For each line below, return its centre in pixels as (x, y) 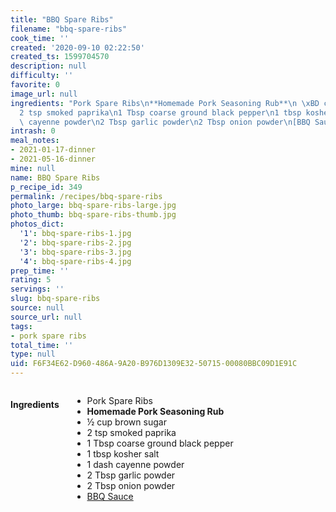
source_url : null (46, 317)
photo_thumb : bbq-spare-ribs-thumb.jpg (93, 215)
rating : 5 (31, 280)
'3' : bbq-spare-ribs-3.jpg (75, 252)
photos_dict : (37, 224)
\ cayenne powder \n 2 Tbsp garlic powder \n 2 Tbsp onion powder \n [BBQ (165, 122)
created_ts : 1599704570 (60, 57)
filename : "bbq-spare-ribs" (69, 29)
